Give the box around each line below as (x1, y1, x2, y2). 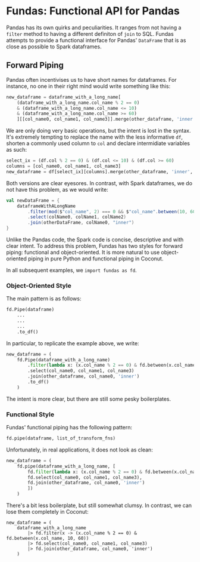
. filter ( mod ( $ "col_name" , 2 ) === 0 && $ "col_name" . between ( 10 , (27, 208, 188, 214)
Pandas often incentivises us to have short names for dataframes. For (6, 76, 177, 83)
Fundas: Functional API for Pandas (6, 4, 180, 18)
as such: (6, 146, 27, 153)
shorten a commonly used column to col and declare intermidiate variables (6, 140, 190, 147)
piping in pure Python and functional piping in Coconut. (27, 255, 164, 262)
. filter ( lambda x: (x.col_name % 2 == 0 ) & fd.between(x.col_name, (27, 363, 198, 368)
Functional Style (6, 410, 55, 419)
